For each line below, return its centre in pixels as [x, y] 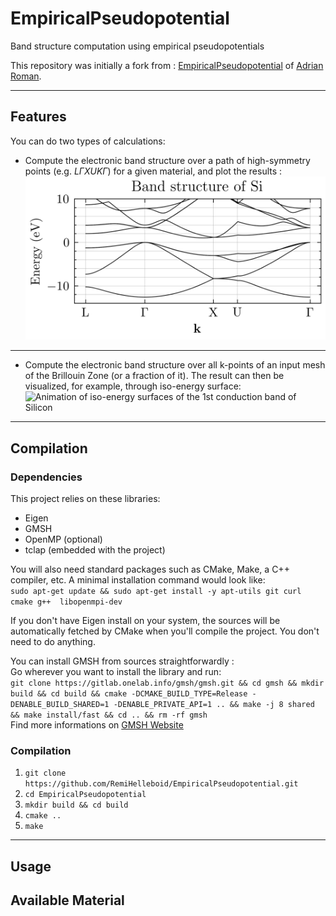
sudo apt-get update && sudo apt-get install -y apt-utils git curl [156, 592]
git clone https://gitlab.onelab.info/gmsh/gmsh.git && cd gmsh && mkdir [167, 683]
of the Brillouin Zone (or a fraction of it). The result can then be [154, 376]
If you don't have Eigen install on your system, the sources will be [145, 621]
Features [38, 117]
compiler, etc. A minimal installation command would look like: [138, 580]
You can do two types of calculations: [88, 141]
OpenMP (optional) [63, 539]
